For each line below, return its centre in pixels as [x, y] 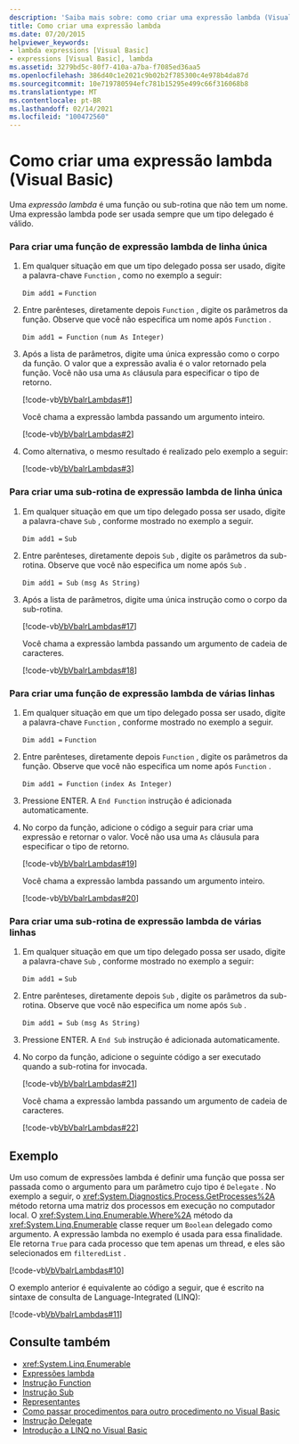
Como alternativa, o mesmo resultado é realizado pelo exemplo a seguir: [155, 452]
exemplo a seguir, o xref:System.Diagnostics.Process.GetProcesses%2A [142, 1196]
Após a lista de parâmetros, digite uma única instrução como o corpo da [154, 599]
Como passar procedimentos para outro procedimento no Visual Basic [151, 1411]
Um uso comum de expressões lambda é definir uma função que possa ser [147, 1177]
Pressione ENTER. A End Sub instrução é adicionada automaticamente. [151, 1040]
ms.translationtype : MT [53, 92]
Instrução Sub [48, 1392]
